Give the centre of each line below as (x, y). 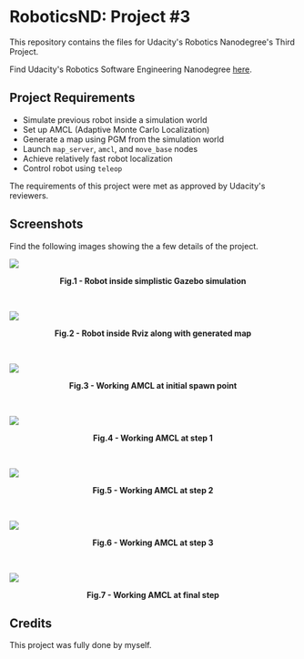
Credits (31, 623)
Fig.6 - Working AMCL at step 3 (153, 542)
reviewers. (29, 195)
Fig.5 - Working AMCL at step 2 (153, 490)
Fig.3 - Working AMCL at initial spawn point (153, 385)
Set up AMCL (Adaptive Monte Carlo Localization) (116, 129)
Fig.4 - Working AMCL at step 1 (153, 438)
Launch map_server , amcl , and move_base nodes (110, 148)
